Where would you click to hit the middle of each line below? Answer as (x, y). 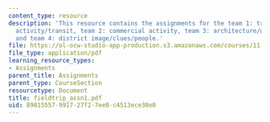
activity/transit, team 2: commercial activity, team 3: (113, 31)
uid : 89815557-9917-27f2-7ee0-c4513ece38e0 (82, 105)
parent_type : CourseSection (55, 83)
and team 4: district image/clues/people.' (89, 38)
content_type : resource (48, 16)
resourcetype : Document (48, 90)
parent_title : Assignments (53, 75)
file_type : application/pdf (55, 53)
